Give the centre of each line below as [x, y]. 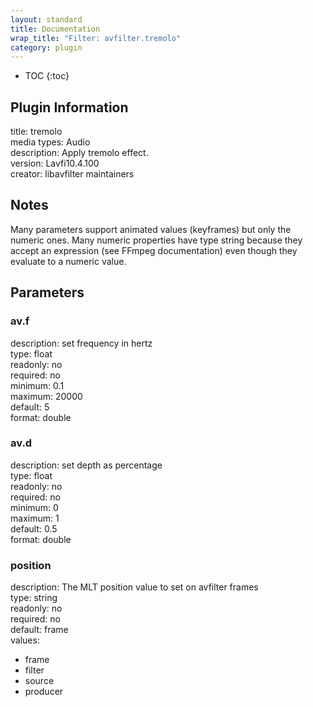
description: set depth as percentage [86, 465]
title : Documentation [55, 29]
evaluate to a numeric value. [68, 261]
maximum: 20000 [46, 396]
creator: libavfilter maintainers [72, 174]
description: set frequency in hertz [81, 343]
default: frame [39, 630]
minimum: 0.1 [37, 385]
